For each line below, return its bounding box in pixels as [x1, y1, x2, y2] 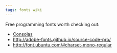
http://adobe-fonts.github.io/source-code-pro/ [12, 36, 111, 42]
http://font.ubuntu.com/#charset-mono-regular [12, 41, 112, 48]
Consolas [12, 31, 33, 37]
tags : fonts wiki [5, 7, 42, 13]
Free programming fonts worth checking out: [5, 21, 100, 27]
